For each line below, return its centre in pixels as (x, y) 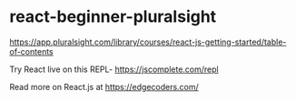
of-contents (31, 51)
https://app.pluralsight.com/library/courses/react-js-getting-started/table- (148, 42)
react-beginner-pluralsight (113, 17)
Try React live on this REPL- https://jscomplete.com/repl (114, 69)
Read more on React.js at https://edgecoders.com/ (104, 86)
